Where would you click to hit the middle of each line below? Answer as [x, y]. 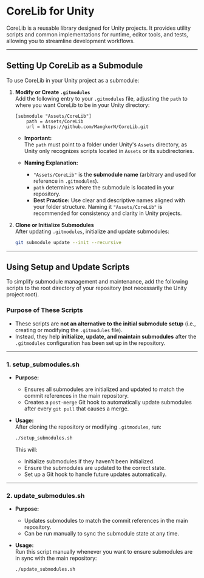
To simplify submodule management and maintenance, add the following [97, 282]
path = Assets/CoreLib [55, 121]
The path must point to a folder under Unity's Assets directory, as [105, 144]
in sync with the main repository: [56, 558]
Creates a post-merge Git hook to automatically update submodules [108, 403]
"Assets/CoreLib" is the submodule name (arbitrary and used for [115, 174]
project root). [23, 294]
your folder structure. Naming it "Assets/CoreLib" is [98, 206]
